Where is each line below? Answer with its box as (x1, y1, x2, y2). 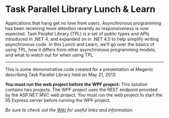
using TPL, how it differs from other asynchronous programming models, (5, 46, 156, 52)
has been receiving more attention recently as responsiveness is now (5, 25, 149, 31)
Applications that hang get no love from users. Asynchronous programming (5, 20, 161, 26)
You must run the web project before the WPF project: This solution (5, 81, 148, 87)
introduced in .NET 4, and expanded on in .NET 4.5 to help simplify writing (5, 36, 159, 42)
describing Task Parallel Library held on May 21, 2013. (5, 71, 117, 77)
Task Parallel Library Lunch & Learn (5, 3, 156, 15)
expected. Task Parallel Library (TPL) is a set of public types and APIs (5, 30, 150, 36)
